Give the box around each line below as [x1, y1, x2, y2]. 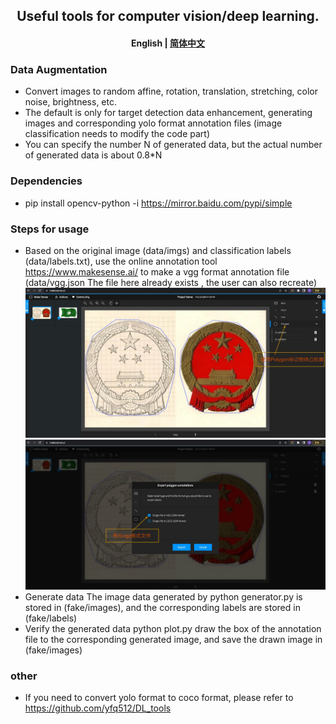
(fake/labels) [24, 612, 78, 624]
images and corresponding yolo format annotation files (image [24, 117, 283, 129]
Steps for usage [10, 222, 90, 236]
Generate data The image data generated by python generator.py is [24, 591, 303, 603]
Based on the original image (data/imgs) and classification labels [24, 244, 292, 256]
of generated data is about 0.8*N [24, 149, 163, 161]
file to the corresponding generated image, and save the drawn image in [24, 634, 323, 646]
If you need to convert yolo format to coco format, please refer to [24, 692, 294, 704]
